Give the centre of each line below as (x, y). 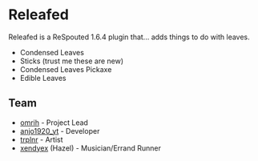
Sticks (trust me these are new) (72, 61)
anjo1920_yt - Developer (60, 131)
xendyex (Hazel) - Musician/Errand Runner (91, 148)
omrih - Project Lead (54, 123)
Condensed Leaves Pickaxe (66, 69)
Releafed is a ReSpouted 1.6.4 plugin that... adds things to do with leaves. (129, 37)
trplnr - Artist (41, 139)
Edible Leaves (43, 78)
